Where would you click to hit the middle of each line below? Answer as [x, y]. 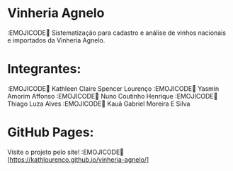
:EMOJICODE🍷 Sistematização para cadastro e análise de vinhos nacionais [117, 33]
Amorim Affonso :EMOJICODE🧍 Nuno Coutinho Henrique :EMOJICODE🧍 [113, 96]
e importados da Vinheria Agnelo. [56, 40]
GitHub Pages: [51, 132]
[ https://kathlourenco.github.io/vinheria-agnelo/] [78, 159]
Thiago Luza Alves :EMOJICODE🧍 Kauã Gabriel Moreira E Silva [99, 104]
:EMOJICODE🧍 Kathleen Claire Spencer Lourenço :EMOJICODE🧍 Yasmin [113, 88]
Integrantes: [44, 69]
